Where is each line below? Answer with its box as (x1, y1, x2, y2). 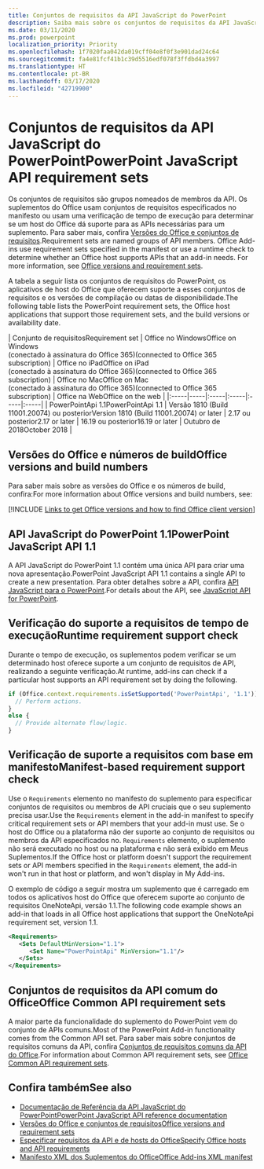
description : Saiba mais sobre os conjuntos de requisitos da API (8, 19, 230, 27)
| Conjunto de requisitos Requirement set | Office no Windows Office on (8, 333, 236, 343)
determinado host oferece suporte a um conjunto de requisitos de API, (8, 658, 236, 668)
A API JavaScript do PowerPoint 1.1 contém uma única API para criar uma (8, 560, 245, 570)
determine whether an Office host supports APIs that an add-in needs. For (8, 253, 249, 262)
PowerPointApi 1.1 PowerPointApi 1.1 (49, 400, 163, 409)
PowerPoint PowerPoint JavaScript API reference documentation (19, 1110, 228, 1120)
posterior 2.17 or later (8, 417, 75, 427)
